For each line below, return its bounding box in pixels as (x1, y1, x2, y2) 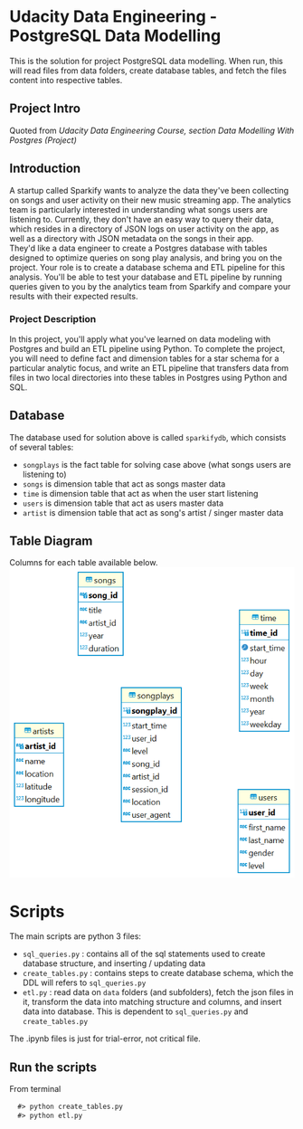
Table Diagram (9, 534, 93, 549)
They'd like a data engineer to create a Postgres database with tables (9, 242, 268, 253)
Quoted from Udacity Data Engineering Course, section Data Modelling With (9, 125, 295, 136)
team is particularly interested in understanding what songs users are (9, 204, 269, 214)
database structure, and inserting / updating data (22, 958, 206, 969)
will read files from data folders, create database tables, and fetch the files (9, 65, 287, 76)
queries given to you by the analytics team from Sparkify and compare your (9, 280, 291, 291)
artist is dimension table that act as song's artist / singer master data (22, 507, 284, 517)
